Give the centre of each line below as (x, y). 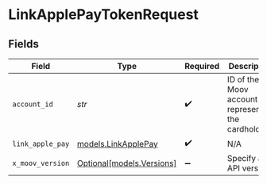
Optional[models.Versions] (127, 163)
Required (202, 66)
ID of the (243, 79)
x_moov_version (41, 163)
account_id (33, 104)
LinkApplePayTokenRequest (103, 15)
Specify (242, 158)
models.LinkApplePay (117, 144)
